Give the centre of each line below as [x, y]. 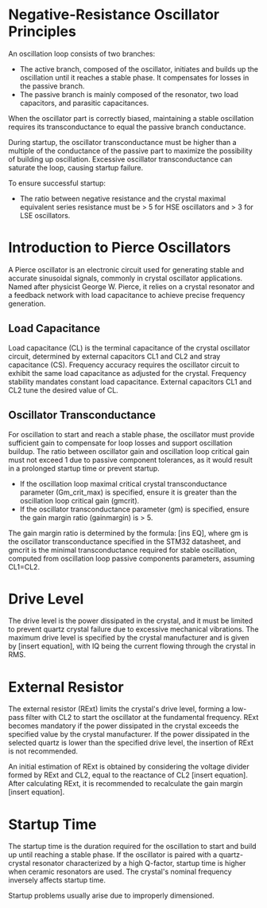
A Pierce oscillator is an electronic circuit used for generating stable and [126, 269]
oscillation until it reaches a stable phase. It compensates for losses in [134, 77]
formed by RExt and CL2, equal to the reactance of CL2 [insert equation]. [128, 775]
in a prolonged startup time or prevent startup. [84, 468]
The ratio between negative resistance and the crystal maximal [123, 198]
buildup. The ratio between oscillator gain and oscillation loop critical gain [129, 451]
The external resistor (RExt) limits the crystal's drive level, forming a [119, 709]
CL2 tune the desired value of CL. [64, 390]
